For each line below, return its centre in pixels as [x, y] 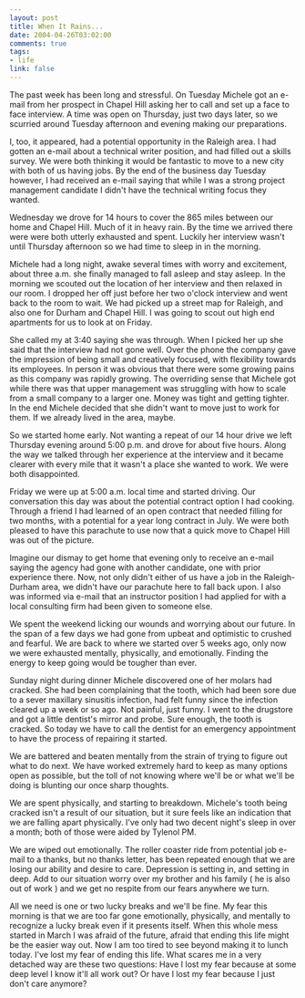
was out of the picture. [52, 540]
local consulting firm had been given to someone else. [111, 606]
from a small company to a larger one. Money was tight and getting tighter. [149, 398]
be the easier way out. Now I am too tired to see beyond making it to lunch [149, 944]
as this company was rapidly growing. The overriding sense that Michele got [153, 379]
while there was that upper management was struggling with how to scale [148, 388]
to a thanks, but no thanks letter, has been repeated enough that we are [161, 859]
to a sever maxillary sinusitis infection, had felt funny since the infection [144, 700]
